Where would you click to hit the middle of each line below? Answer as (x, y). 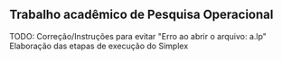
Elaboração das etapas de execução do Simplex (99, 46)
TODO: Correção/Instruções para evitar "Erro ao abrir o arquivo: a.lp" (138, 36)
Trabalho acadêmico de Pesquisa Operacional (141, 15)
